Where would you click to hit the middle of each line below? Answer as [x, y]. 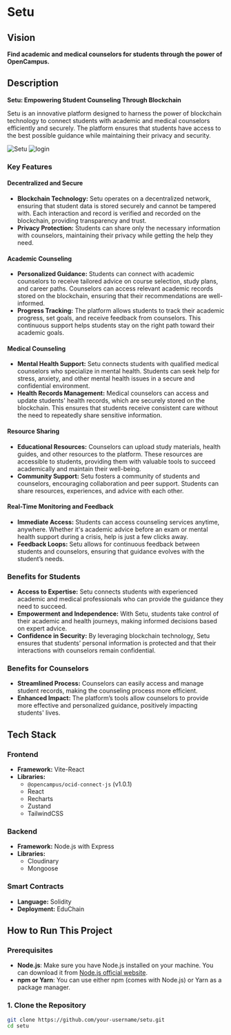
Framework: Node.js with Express [66, 846]
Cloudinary [43, 861]
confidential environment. [53, 386]
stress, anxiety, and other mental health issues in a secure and [106, 378]
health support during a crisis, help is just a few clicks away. [102, 536]
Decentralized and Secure [45, 183]
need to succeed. [42, 607]
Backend [22, 831]
